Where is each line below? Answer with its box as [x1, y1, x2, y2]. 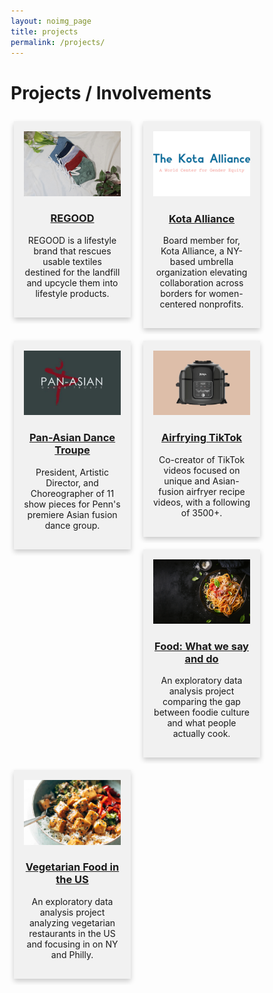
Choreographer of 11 [30, 487, 115, 499]
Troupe [54, 443, 91, 457]
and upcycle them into [26, 276, 119, 289]
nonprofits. [198, 298, 244, 310]
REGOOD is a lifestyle [27, 234, 117, 246]
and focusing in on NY [26, 938, 119, 950]
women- [208, 287, 244, 299]
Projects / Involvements [10, 81, 212, 104]
